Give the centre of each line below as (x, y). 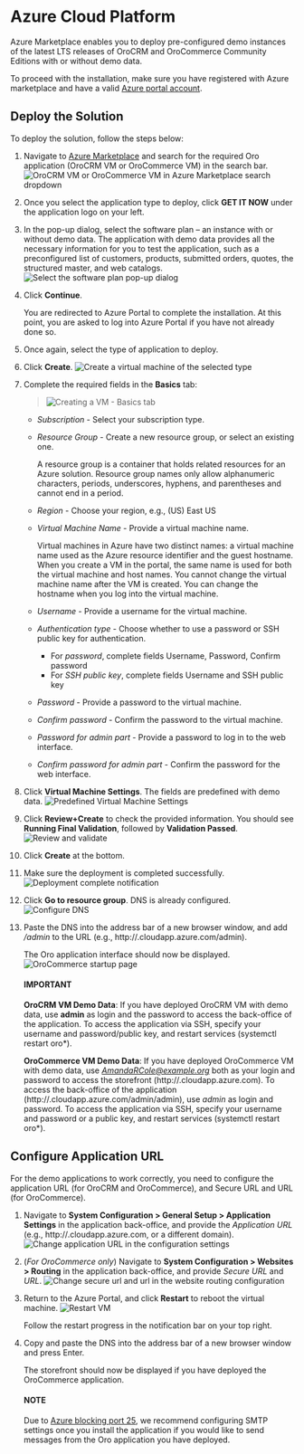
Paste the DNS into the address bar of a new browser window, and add (155, 927)
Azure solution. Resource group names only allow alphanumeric (156, 473)
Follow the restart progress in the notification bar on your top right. (147, 1325)
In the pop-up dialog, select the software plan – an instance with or (148, 229)
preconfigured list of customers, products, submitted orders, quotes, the (158, 258)
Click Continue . (52, 295)
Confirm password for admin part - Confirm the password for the (158, 764)
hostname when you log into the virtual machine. (128, 594)
